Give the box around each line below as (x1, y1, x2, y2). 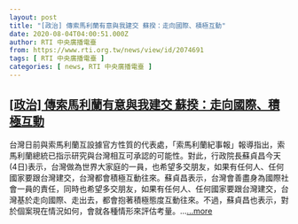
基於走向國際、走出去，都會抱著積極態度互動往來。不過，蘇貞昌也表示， (16, 194, 281, 205)
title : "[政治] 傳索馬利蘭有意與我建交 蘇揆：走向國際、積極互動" (9, 21, 226, 30)
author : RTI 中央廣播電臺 (9, 37, 98, 47)
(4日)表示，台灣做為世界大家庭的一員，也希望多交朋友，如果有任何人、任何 (9, 161, 285, 172)
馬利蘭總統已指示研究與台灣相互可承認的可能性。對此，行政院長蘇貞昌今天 (9, 150, 281, 160)
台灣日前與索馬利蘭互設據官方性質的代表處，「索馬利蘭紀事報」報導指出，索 (9, 139, 286, 150)
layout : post (9, 12, 58, 22)
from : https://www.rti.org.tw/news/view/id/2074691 (9, 46, 204, 55)
